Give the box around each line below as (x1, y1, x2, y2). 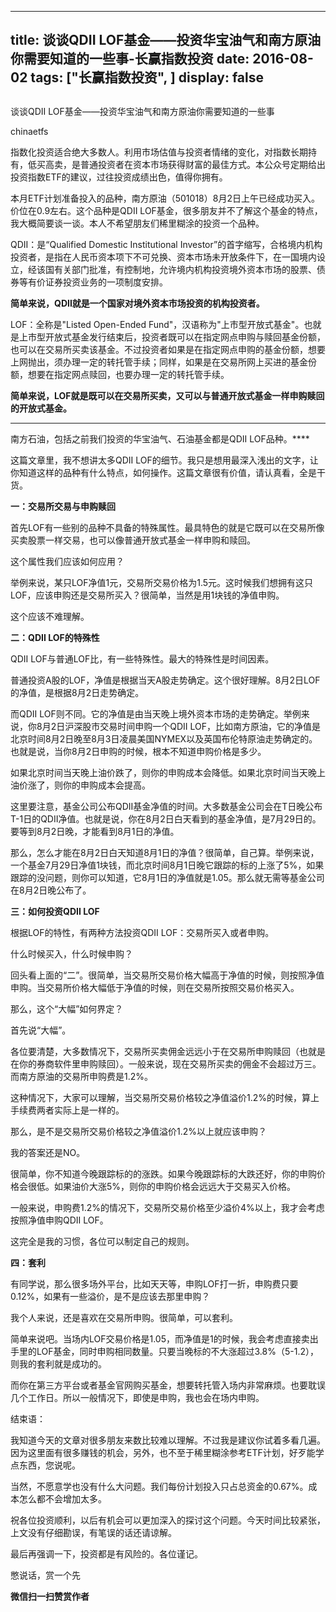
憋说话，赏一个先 (10, 1569, 81, 1581)
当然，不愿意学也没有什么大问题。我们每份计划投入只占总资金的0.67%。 (10, 1480, 309, 1492)
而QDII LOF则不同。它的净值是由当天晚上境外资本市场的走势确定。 (10, 707, 284, 720)
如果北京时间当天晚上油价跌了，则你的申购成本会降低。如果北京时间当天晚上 (10, 766, 326, 778)
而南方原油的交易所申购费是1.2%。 (10, 1070, 154, 1082)
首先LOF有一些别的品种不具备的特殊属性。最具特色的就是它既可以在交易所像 (10, 521, 325, 533)
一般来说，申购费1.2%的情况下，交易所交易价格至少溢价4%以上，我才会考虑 (10, 1201, 325, 1213)
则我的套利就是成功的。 (10, 1357, 107, 1370)
